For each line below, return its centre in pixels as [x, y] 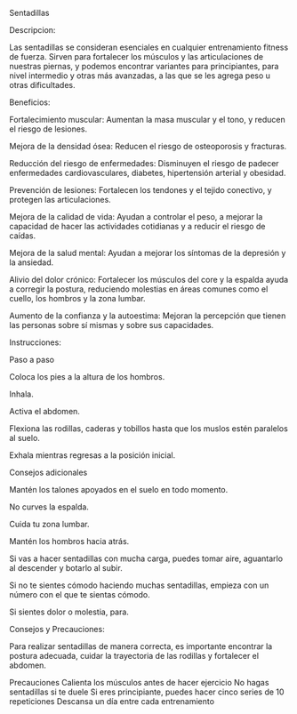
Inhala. [21, 394]
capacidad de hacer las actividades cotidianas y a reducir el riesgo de [137, 226]
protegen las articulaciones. [60, 200]
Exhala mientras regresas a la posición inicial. [92, 455]
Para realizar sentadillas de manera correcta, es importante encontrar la [141, 646]
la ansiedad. [32, 262]
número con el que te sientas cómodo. [80, 594]
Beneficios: [30, 102]
